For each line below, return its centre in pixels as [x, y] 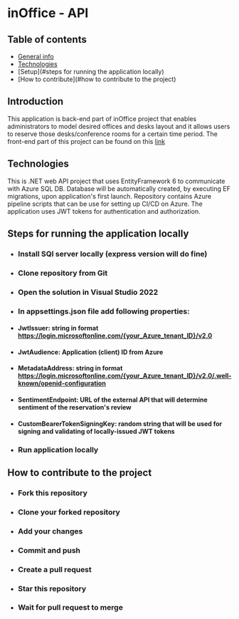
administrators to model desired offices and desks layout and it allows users [119, 126]
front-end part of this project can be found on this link [86, 141]
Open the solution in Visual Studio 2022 [88, 292]
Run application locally [58, 449]
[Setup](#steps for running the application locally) [91, 72]
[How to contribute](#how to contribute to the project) [97, 79]
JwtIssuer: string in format [58, 328]
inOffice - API [48, 13]
